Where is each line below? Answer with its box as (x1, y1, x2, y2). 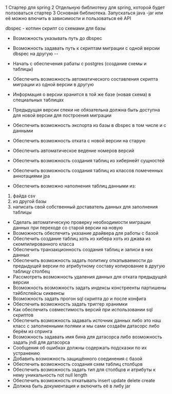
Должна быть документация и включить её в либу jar (12, 383, 131, 389)
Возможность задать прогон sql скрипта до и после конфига (12, 295, 146, 302)
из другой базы (12, 198, 47, 204)
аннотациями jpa (12, 173, 50, 179)
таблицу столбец (12, 268, 50, 274)
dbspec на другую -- (12, 51, 59, 57)
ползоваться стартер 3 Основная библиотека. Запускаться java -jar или (5, 10, 163, 16)
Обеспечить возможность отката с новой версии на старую (12, 138, 146, 143)
